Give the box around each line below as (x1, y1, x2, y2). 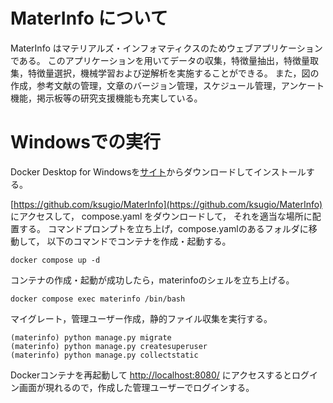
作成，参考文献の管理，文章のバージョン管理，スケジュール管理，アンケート (10, 79, 325, 91)
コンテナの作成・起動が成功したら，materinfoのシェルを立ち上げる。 (10, 274, 295, 286)
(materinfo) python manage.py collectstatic (10, 350, 199, 360)
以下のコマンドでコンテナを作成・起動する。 (46, 235, 232, 247)
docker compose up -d (10, 255, 101, 265)
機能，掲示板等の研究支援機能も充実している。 (10, 92, 203, 104)
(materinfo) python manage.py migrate (10, 332, 172, 343)
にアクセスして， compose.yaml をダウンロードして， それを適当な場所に (10, 210, 313, 222)
